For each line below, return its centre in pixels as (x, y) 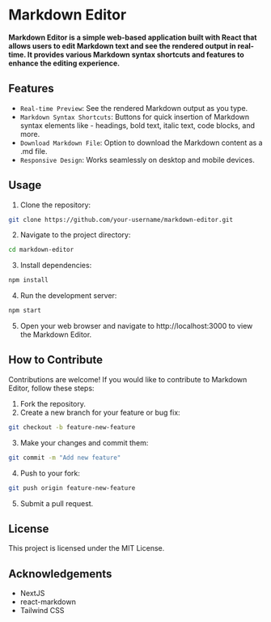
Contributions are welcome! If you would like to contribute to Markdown (128, 379)
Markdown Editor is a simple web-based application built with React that (133, 37)
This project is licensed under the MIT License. (87, 548)
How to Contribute (56, 360)
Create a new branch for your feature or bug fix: (100, 412)
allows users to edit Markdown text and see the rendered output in (122, 45)
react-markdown (48, 602)
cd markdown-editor (41, 250)
